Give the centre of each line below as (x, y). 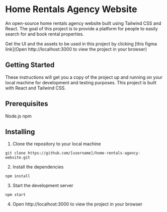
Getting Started (30, 65)
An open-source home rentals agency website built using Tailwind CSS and (83, 23)
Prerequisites (27, 104)
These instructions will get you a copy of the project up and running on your (84, 77)
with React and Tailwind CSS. (36, 88)
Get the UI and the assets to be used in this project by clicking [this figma (81, 43)
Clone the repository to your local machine (57, 144)
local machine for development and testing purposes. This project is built (81, 82)
